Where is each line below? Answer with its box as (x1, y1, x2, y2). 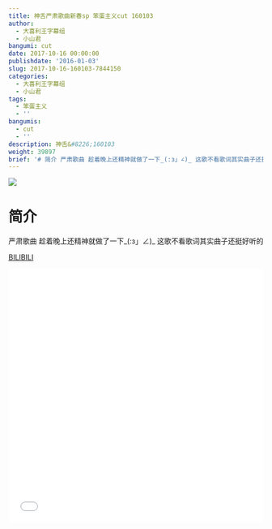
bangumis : (8, 118, 42, 126)
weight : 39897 (8, 148, 57, 156)
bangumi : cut (8, 42, 53, 50)
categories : (8, 72, 49, 80)
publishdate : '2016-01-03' (8, 58, 100, 66)
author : (8, 19, 35, 28)
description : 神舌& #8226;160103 (8, 140, 115, 148)
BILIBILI (8, 252, 34, 262)
